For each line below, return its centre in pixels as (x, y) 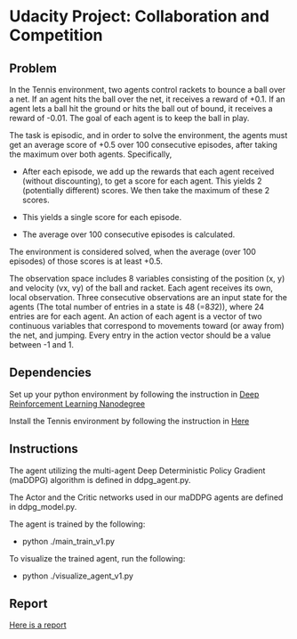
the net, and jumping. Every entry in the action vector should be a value (140, 335)
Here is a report (38, 625)
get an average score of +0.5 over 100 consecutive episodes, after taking (144, 145)
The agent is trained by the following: (77, 524)
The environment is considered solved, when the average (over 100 (132, 252)
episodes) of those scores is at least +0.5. (86, 261)
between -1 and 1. (41, 344)
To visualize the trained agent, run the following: (97, 558)
